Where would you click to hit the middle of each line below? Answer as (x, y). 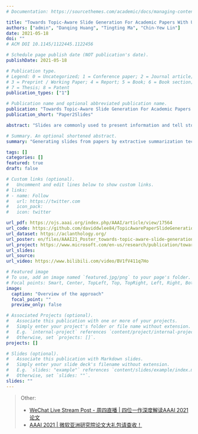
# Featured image (27, 272)
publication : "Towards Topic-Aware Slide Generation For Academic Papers (99, 109)
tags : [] (17, 152)
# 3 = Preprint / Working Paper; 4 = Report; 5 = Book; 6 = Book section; (100, 82)
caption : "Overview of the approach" (58, 294)
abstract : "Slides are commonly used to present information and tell (95, 125)
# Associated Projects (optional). (50, 316)
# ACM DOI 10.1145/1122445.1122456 (50, 44)
